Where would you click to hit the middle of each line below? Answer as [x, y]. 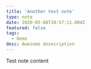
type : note [19, 17]
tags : [13, 33]
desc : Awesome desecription [41, 44]
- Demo [19, 39]
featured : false [26, 28]
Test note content [27, 61]
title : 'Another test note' [41, 11]
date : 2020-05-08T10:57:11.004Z [45, 22]
